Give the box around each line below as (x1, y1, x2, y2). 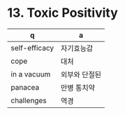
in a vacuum (10, 69, 51, 79)
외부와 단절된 (60, 69, 102, 79)
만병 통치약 (60, 83, 96, 93)
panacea (10, 82, 40, 92)
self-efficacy (10, 43, 54, 53)
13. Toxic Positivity (7, 5, 119, 21)
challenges (10, 95, 47, 105)
